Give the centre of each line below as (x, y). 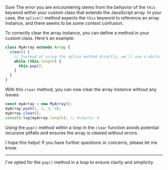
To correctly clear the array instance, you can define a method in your (77, 33)
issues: (12, 95)
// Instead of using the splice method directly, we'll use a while (87, 56)
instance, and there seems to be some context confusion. (64, 23)
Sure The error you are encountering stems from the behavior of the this (80, 7)
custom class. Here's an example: (40, 38)
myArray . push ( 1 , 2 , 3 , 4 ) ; (33, 108)
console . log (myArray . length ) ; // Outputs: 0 (52, 118)
